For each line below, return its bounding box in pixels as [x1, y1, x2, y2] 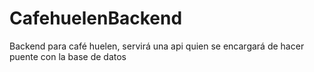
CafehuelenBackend [9, 7, 183, 30]
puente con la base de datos [9, 50, 127, 62]
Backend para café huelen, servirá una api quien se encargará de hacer [9, 40, 305, 52]
